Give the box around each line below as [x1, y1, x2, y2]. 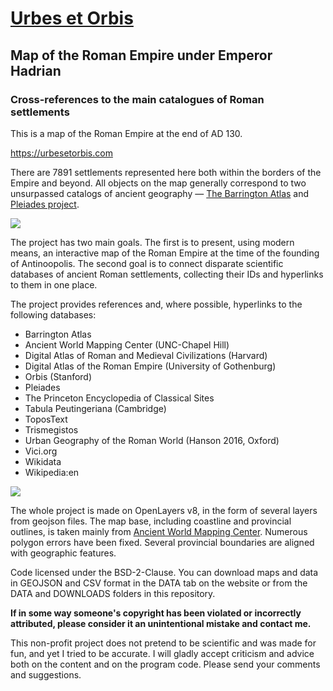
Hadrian [10, 62, 62, 79]
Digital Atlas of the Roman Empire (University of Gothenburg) [24, 360, 277, 372]
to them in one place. [10, 278, 98, 291]
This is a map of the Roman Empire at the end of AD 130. [10, 127, 243, 139]
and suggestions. [10, 668, 82, 681]
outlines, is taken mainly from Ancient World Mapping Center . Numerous [10, 525, 308, 537]
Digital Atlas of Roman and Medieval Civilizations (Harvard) [24, 349, 268, 361]
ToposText [24, 413, 68, 425]
